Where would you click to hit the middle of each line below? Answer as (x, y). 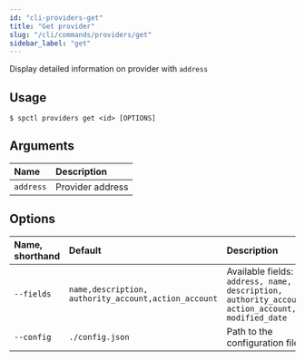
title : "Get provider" (52, 26)
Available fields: (260, 271)
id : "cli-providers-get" (56, 18)
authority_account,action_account (143, 298)
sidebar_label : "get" (50, 43)
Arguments (42, 146)
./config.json (99, 337)
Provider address (92, 187)
